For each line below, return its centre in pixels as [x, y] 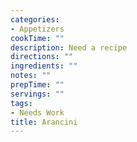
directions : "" [42, 57]
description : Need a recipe [69, 47]
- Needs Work [37, 112]
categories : [35, 19]
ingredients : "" [44, 66]
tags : [21, 103]
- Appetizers [37, 29]
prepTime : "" [37, 85]
